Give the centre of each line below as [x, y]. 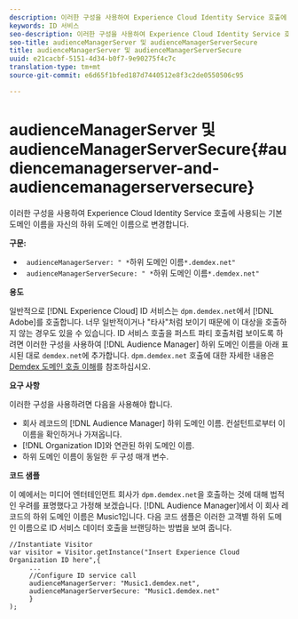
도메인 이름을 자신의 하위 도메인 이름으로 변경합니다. [99, 224]
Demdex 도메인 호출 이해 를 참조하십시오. [80, 366]
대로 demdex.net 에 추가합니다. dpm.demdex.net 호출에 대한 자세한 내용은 [150, 355]
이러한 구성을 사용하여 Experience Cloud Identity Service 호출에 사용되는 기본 [146, 213]
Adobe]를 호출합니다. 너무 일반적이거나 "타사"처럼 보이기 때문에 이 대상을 [136, 322]
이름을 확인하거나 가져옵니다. [72, 434]
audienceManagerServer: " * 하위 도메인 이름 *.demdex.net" [131, 261]
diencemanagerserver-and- [114, 168]
